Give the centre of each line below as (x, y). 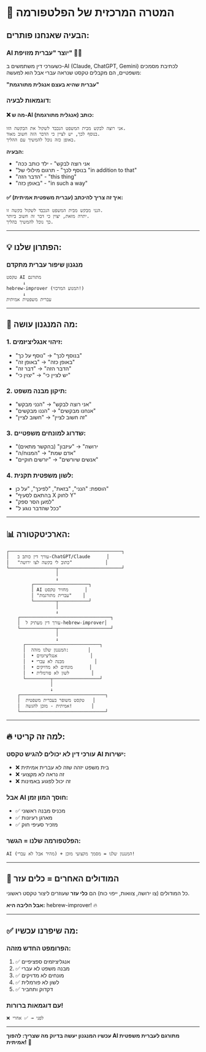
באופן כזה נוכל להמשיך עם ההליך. (41, 140)
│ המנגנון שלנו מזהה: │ (56, 650)
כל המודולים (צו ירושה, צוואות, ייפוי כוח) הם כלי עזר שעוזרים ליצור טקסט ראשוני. (98, 894)
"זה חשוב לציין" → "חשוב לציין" (51, 417)
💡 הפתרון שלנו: (34, 247)
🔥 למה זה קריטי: (36, 736)
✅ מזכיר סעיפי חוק (36, 825)
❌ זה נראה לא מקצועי (40, 774)
